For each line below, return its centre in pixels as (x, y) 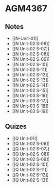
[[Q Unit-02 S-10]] (30, 164)
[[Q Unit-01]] (25, 138)
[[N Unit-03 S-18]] (30, 106)
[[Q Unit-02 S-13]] (30, 180)
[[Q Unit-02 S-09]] (31, 159)
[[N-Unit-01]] (25, 38)
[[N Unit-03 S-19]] (30, 111)
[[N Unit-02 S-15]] (30, 90)
